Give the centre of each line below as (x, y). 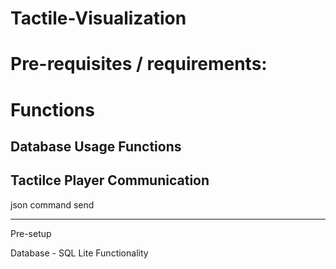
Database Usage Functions (96, 146)
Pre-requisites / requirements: (139, 64)
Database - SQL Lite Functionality (79, 253)
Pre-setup (31, 233)
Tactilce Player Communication (110, 180)
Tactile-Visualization (98, 18)
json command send (52, 204)
